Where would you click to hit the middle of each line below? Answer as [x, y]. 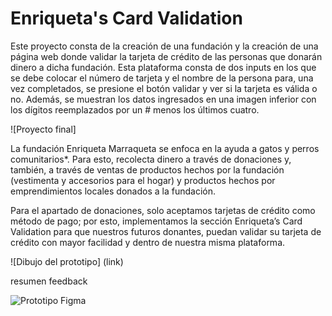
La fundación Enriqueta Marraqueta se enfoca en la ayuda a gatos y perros [165, 148]
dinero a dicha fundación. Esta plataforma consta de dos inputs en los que [163, 67]
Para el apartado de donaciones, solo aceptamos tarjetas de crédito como [163, 210]
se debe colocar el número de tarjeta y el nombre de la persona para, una [162, 78]
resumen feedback [49, 281]
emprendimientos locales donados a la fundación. [113, 191]
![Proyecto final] [43, 129]
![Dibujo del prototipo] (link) [67, 261]
